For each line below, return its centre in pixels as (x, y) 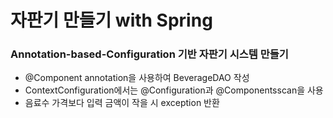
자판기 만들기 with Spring (111, 20)
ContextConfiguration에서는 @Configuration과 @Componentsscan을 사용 (174, 90)
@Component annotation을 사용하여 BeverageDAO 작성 (137, 78)
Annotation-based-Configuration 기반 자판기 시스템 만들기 (149, 54)
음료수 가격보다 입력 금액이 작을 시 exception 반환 (122, 103)
